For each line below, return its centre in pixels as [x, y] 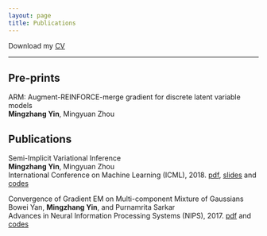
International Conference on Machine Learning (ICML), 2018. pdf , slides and [132, 175]
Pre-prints [34, 77]
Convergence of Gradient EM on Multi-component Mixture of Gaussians [126, 199]
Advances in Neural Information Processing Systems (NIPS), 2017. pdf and [130, 216]
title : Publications [43, 23]
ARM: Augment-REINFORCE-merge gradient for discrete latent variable [124, 97]
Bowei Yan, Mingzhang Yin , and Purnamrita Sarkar [92, 207]
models [21, 106]
